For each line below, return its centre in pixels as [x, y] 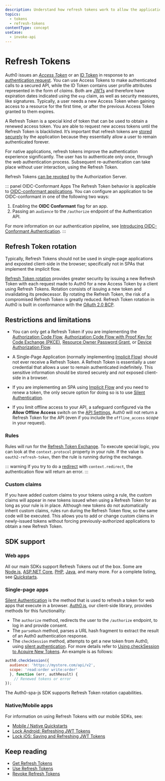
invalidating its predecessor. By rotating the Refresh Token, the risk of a [77, 294]
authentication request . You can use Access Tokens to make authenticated [81, 80]
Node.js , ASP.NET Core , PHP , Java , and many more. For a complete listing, [81, 572]
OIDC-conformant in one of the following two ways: [57, 196]
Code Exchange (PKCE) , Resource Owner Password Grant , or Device [82, 342]
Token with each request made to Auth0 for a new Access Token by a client [82, 283]
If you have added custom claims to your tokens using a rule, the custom [79, 495]
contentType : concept [27, 28]
